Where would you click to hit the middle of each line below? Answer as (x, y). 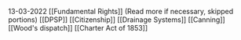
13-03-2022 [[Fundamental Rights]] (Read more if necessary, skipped (121, 11)
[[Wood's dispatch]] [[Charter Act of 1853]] (78, 28)
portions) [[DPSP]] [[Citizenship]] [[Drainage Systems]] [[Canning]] (117, 20)
